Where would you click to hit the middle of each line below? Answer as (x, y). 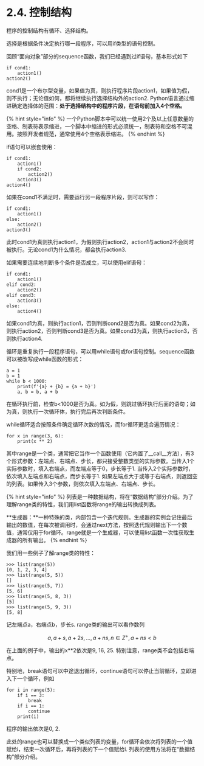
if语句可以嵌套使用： (32, 147)
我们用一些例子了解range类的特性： (51, 553)
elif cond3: (21, 295)
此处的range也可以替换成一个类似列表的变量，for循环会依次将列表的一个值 (100, 741)
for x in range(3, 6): (35, 436)
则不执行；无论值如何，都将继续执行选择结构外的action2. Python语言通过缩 (100, 98)
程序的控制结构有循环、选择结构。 (49, 30)
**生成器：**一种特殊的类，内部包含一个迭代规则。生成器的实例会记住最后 (100, 517)
